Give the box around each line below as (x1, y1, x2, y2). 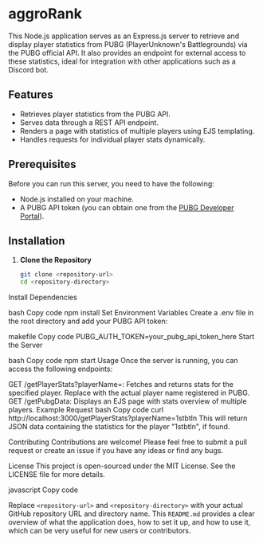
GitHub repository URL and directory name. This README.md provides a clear (8, 509, 255, 518)
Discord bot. (8, 64, 49, 74)
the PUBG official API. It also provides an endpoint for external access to (8, 48, 246, 57)
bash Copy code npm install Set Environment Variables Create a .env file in (8, 308, 254, 318)
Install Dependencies (8, 292, 77, 303)
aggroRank (8, 5, 82, 23)
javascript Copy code (8, 485, 78, 494)
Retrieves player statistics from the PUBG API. (19, 109, 171, 119)
